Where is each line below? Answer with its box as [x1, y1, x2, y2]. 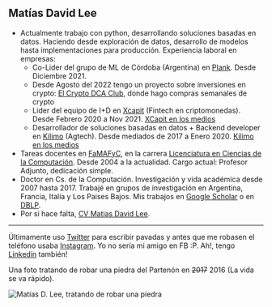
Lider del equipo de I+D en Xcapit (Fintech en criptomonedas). [32, 105, 241, 115]
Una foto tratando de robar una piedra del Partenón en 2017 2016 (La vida [8, 265, 255, 275]
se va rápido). [8, 273, 55, 283]
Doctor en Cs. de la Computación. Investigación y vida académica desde [19, 174, 263, 184]
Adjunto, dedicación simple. [19, 165, 113, 175]
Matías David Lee [8, 6, 97, 20]
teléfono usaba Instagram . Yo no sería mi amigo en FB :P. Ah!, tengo [8, 241, 236, 250]
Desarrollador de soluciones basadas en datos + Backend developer [32, 122, 261, 132]
